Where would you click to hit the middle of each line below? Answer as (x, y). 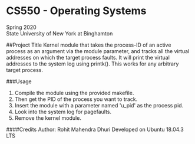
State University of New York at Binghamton (60, 33)
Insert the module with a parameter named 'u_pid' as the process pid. (99, 105)
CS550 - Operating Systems (76, 11)
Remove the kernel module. (48, 118)
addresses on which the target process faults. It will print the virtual (88, 57)
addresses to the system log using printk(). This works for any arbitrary (92, 64)
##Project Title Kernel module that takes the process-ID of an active (89, 45)
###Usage (19, 81)
